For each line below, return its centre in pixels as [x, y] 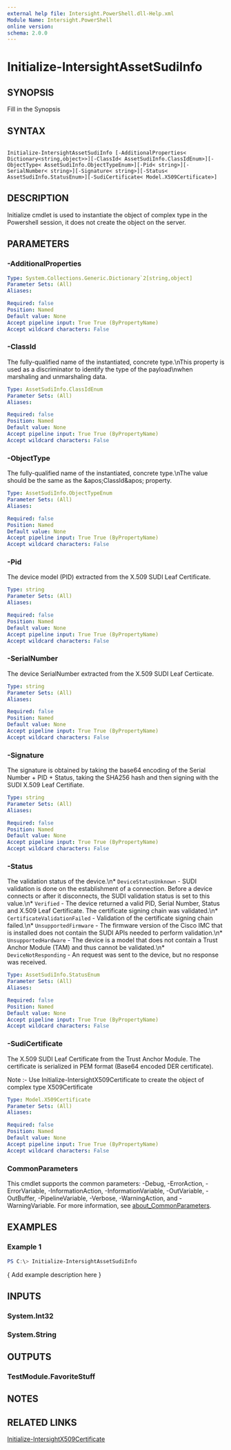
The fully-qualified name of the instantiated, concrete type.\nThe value [108, 473]
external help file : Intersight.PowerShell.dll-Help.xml [91, 13]
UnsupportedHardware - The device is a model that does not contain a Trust [113, 940]
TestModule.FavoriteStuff [51, 1377]
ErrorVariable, [27, 1191]
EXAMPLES [32, 1228]
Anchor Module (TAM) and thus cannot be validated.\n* [86, 948]
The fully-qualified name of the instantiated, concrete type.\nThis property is [116, 362]
